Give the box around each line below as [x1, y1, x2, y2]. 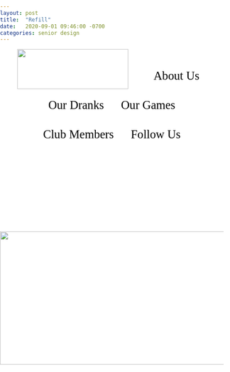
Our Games [121, 98, 175, 112]
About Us [153, 69, 200, 83]
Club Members [43, 127, 114, 142]
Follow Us [131, 127, 181, 142]
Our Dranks [48, 98, 104, 112]
